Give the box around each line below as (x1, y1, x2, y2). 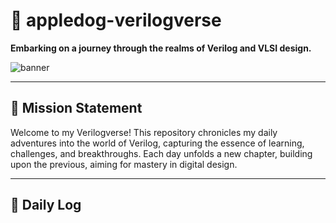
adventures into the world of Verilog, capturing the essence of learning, (10, 137, 305, 149)
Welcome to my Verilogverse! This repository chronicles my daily (10, 126, 278, 138)
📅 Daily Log (10, 197, 82, 214)
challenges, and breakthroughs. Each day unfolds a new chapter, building (10, 147, 313, 159)
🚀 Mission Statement (10, 100, 143, 117)
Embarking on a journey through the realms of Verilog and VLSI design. (10, 42, 312, 54)
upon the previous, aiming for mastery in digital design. (10, 158, 238, 170)
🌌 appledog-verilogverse (10, 9, 222, 32)
